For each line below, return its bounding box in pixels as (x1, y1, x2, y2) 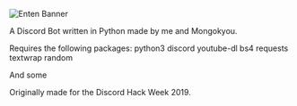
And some (9, 69, 48, 80)
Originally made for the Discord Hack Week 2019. (9, 87, 191, 97)
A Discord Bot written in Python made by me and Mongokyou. (9, 26, 238, 36)
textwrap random (9, 53, 74, 62)
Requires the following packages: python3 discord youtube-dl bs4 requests (9, 43, 289, 53)
